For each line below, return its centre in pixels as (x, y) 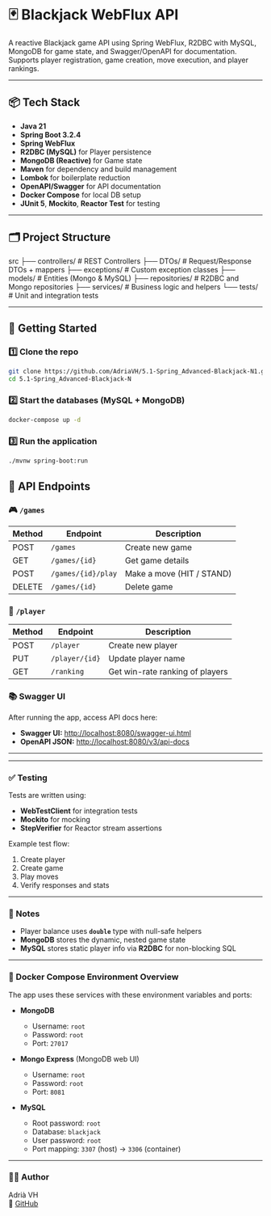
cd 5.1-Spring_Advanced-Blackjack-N (70, 379)
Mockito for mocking (55, 819)
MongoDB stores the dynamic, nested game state (103, 940)
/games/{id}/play (84, 574)
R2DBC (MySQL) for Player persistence (85, 152)
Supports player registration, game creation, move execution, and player (128, 60)
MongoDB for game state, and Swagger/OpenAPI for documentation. (123, 51)
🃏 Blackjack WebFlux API (94, 15)
